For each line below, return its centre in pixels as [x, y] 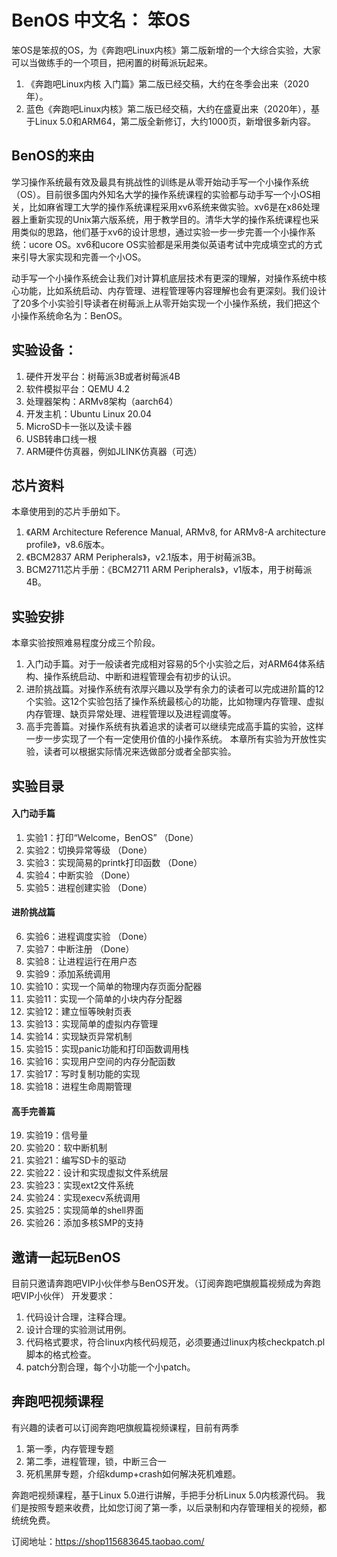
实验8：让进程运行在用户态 [81, 961]
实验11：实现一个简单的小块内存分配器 [104, 998]
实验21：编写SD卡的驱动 [76, 1160]
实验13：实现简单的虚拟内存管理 [92, 1023]
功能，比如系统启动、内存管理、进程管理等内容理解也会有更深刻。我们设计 [173, 290]
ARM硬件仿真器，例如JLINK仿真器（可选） [114, 451]
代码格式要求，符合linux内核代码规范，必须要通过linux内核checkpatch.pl [175, 1342]
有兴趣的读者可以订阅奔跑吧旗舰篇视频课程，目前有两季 [125, 1427]
